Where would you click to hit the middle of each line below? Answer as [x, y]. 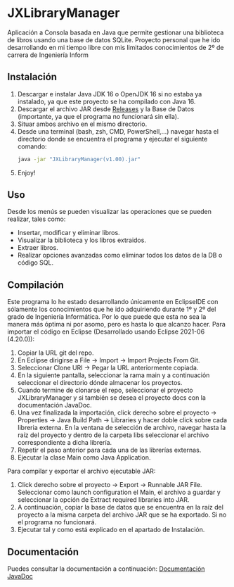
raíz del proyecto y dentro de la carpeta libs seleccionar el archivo [113, 435]
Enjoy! [26, 172]
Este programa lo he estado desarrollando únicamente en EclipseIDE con [113, 302]
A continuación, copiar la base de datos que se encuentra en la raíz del [120, 507]
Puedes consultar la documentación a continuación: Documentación [106, 569]
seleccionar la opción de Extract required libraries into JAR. [103, 500]
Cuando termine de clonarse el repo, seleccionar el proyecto [105, 390]
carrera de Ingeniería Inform [48, 55]
